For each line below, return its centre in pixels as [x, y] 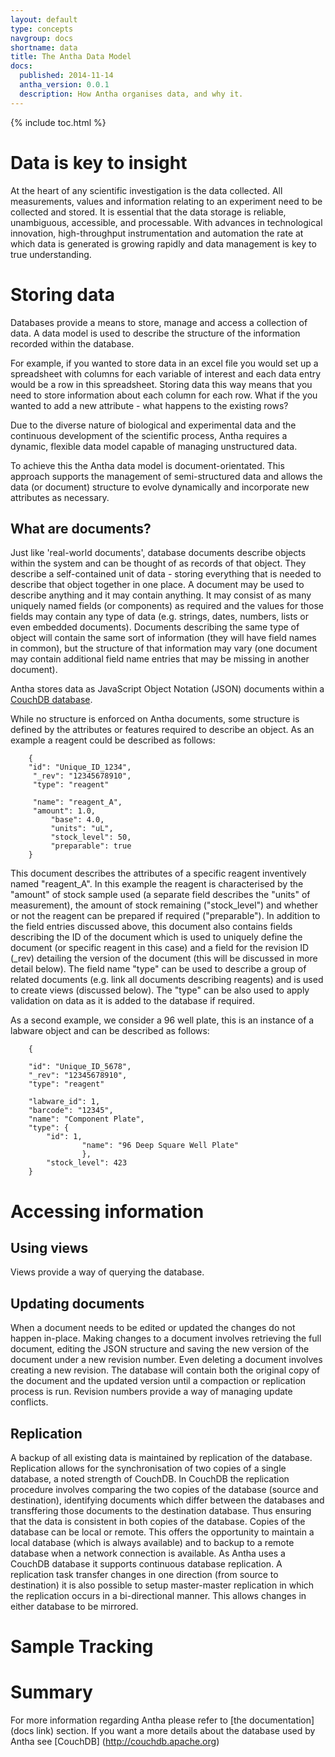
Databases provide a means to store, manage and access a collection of [159, 322]
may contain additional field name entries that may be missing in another [160, 659]
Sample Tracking [82, 1647]
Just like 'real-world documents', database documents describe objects [158, 553]
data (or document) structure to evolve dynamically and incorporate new [160, 487]
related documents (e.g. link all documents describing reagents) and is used [167, 980]
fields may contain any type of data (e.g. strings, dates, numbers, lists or [159, 617]
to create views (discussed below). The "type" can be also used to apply [160, 990]
